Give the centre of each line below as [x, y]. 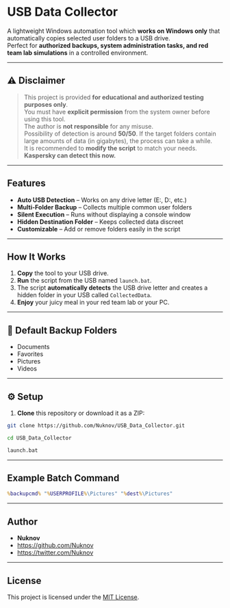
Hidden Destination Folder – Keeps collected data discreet [100, 221]
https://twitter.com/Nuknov [55, 553]
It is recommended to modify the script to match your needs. [110, 148]
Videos [27, 369]
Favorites [30, 354]
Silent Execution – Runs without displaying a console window [104, 214]
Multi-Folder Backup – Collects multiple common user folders [104, 207]
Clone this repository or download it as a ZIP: [81, 413]
